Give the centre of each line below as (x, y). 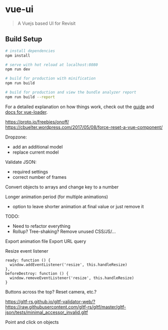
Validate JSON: (21, 162)
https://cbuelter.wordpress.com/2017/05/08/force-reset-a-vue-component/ (84, 127)
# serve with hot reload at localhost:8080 (52, 65)
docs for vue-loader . (26, 112)
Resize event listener (27, 251)
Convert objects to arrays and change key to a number (62, 187)
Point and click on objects (32, 322)
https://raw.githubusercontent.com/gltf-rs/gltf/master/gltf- (66, 307)
